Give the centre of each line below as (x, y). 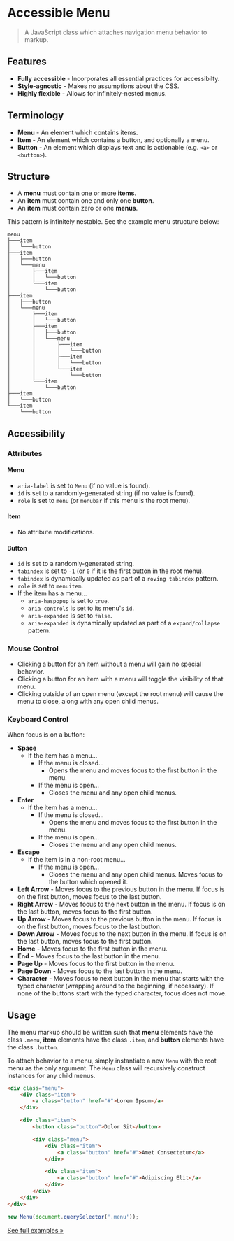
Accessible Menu (59, 13)
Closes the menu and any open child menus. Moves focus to (136, 874)
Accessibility (36, 433)
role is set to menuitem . (50, 586)
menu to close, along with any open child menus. (88, 701)
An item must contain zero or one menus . (78, 208)
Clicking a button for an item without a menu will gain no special (109, 664)
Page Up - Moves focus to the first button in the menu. (96, 963)
